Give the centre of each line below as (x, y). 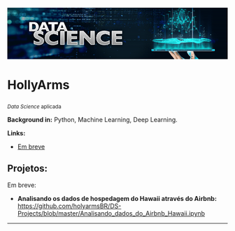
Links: (16, 133)
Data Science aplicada (34, 106)
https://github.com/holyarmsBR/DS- (69, 206)
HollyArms (38, 85)
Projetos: (27, 168)
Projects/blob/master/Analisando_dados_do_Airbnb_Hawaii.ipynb (111, 214)
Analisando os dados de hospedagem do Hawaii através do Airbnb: (117, 199)
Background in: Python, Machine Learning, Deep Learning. (93, 119)
